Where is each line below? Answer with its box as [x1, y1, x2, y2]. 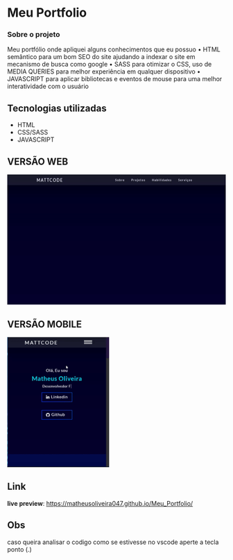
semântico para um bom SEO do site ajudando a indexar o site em [7, 53, 196, 61]
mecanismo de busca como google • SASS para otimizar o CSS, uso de [7, 60, 212, 69]
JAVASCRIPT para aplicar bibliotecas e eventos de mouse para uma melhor [7, 75, 223, 83]
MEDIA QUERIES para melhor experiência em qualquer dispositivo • [7, 67, 201, 76]
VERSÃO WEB [7, 155, 69, 167]
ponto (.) [7, 545, 33, 553]
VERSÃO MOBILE [7, 318, 82, 330]
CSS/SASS [17, 128, 49, 137]
